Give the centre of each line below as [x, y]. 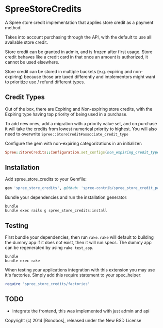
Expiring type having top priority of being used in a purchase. [66, 114]
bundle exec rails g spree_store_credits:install [56, 211]
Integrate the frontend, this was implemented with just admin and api [81, 311]
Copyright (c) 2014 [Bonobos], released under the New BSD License [73, 320]
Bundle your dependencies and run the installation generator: [66, 197]
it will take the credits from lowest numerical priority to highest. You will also [81, 129]
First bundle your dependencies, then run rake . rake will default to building [80, 237]
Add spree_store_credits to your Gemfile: [46, 179]
